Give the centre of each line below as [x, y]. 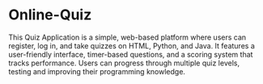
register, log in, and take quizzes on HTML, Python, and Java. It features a [131, 45]
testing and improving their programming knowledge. [97, 71]
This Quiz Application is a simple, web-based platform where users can [127, 37]
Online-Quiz [50, 15]
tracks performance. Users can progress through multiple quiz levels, [124, 63]
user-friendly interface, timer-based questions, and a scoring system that [131, 54]
